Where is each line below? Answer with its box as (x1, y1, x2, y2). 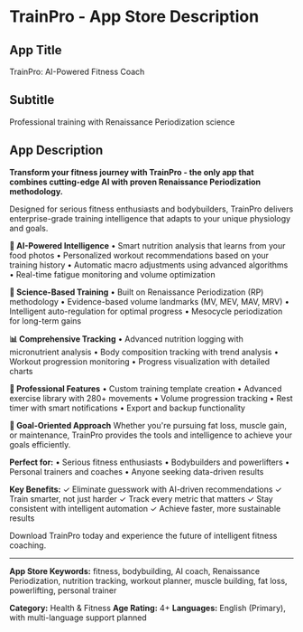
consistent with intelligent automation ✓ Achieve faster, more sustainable (9, 503, 281, 514)
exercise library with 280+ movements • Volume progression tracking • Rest (9, 392, 293, 403)
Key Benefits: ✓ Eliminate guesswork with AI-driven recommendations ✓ (9, 484, 282, 495)
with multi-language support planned (9, 612, 147, 623)
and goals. (9, 222, 49, 233)
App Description (9, 143, 104, 158)
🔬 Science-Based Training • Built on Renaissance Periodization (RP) (9, 287, 264, 297)
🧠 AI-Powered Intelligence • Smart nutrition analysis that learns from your (9, 240, 286, 250)
